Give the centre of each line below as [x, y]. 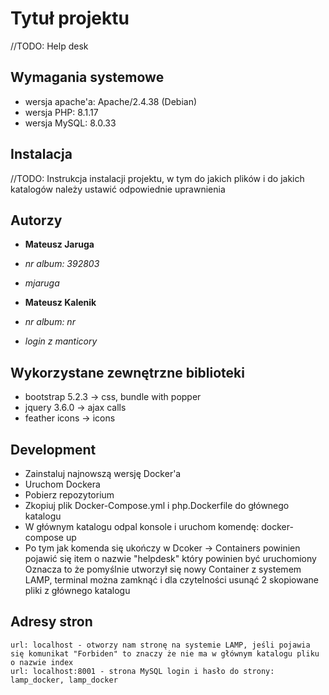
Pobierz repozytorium [69, 495]
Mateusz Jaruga [59, 244]
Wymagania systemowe [87, 77]
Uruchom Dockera [62, 484]
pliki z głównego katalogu [77, 590]
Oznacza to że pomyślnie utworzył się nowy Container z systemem [163, 569]
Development [53, 449]
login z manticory [61, 341]
